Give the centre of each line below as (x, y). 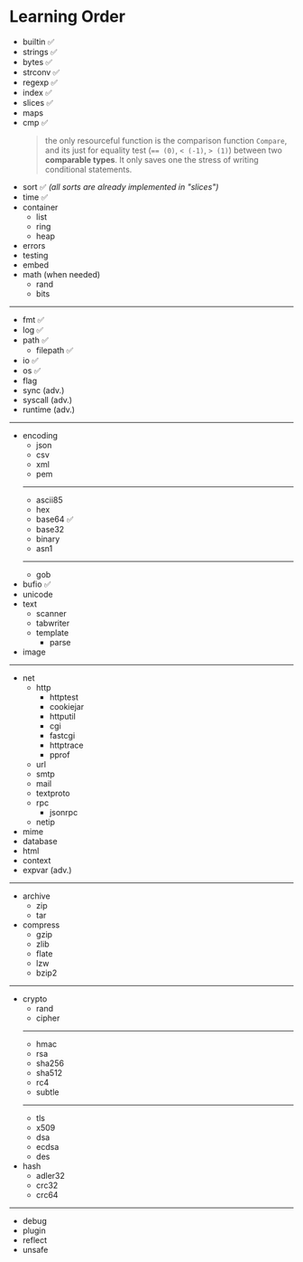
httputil (63, 716)
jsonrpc (64, 812)
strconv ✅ (41, 72)
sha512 (49, 1072)
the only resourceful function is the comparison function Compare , (166, 140)
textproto (53, 793)
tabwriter (53, 623)
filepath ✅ (55, 350)
